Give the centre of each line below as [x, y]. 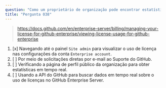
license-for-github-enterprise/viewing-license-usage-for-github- [83, 34]
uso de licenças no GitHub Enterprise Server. [58, 80]
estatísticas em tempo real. [40, 69]
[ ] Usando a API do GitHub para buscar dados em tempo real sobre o [83, 75]
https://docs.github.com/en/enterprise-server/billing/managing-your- [88, 28]
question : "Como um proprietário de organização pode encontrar [73, 10]
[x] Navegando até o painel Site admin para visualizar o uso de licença [84, 48]
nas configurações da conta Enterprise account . [62, 54]
